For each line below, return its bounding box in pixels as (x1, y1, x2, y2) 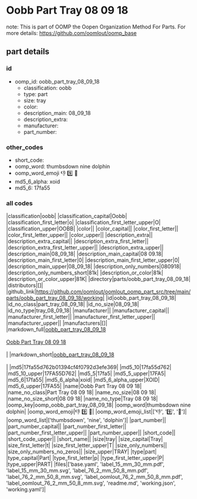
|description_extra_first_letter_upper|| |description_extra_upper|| (6, 244, 164, 251)
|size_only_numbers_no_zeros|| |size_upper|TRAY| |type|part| (6, 448, 157, 455)
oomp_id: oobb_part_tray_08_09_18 (14, 78, 100, 85)
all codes (6, 199, 33, 207)
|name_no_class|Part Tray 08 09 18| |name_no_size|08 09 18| (6, 389, 156, 396)
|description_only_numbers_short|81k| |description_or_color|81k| (6, 269, 164, 276)
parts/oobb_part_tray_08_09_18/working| (6, 295, 105, 302)
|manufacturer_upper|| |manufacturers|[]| (6, 319, 108, 327)
